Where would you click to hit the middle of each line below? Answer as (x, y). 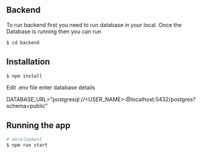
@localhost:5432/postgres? (161, 99)
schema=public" (27, 106)
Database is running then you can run (54, 31)
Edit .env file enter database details (51, 88)
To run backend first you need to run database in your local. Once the (94, 25)
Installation (28, 62)
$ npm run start (27, 145)
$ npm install (24, 76)
